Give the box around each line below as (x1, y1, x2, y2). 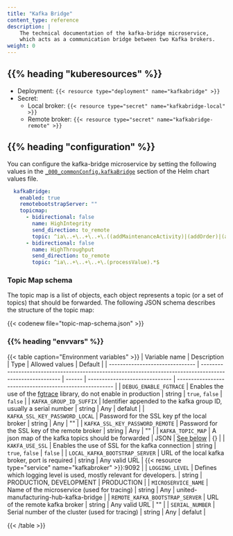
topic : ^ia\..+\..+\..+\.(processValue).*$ (32, 259, 159, 266)
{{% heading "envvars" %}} (7, 336, 104, 346)
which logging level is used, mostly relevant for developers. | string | (7, 471, 202, 479)
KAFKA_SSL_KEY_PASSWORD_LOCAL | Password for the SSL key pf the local (7, 412, 207, 420)
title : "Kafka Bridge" (7, 10, 73, 17)
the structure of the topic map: (7, 306, 95, 314)
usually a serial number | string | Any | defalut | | (7, 404, 145, 412)
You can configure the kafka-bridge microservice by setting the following (7, 159, 217, 168)
